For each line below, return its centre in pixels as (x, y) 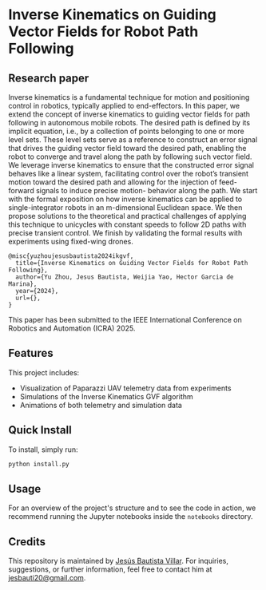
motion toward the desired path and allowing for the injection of (113, 182)
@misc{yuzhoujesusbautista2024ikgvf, (71, 256)
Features (31, 353)
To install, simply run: (43, 449)
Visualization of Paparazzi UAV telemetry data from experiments (125, 388)
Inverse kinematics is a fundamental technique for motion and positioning (129, 97)
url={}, (28, 298)
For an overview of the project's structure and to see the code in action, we (132, 508)
